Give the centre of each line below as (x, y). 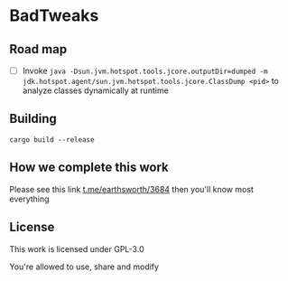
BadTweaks (54, 16)
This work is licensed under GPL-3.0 (77, 248)
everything (29, 199)
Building (33, 119)
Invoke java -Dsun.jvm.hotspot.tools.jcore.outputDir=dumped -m (145, 70)
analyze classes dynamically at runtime (95, 90)
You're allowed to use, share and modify (84, 267)
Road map (38, 49)
